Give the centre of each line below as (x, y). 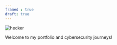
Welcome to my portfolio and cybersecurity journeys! (59, 37)
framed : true (20, 9)
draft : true (17, 14)
